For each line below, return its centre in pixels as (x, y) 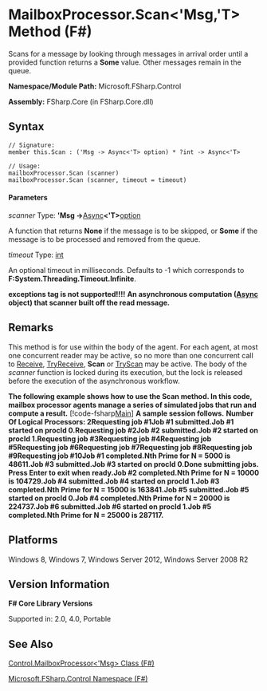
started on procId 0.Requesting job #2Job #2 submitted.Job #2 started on (133, 430)
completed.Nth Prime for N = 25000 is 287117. (86, 515)
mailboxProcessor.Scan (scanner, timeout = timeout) (98, 180)
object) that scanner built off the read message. (89, 302)
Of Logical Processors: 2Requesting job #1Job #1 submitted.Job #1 (121, 421)
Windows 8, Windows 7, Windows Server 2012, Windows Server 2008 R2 (128, 559)
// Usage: (25, 166)
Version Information (59, 584)
